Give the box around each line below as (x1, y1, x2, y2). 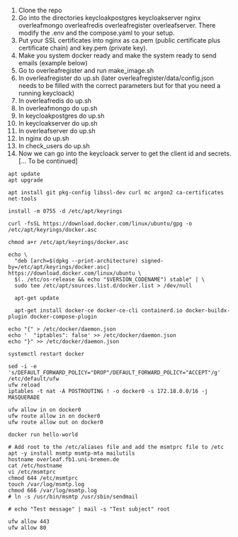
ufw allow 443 (8, 518, 50, 525)
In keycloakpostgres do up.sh (18, 111, 105, 120)
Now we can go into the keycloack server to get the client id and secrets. (18, 149, 232, 157)
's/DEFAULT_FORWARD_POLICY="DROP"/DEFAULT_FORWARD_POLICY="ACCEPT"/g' (8, 369, 221, 376)
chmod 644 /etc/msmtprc (8, 475, 79, 482)
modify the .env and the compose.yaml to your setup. (18, 28, 175, 37)
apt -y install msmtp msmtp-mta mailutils (8, 450, 135, 457)
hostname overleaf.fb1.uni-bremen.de (8, 456, 120, 463)
